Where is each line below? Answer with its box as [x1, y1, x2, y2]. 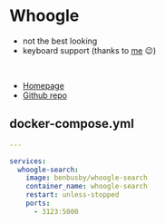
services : [9, 156, 47, 166]
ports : [25, 199, 51, 208]
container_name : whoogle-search [25, 182, 148, 191]
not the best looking [22, 35, 98, 46]
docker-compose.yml [9, 116, 134, 131]
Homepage [22, 80, 65, 91]
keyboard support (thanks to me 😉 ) [22, 44, 157, 55]
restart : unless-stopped [25, 190, 120, 200]
